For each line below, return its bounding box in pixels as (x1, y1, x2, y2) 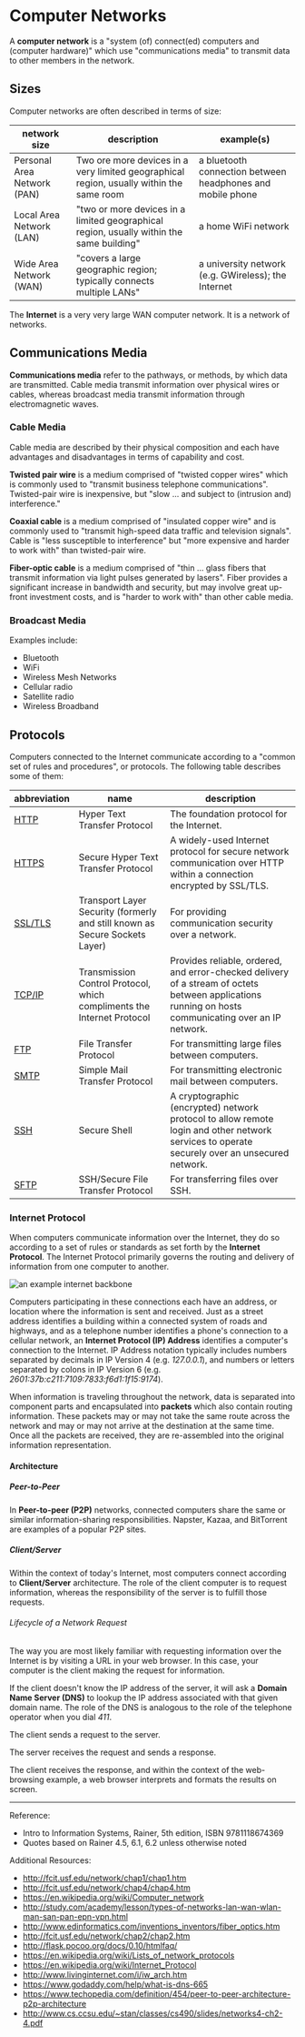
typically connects (75, 274, 154, 287)
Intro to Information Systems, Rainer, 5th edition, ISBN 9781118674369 (22, 1828, 284, 1839)
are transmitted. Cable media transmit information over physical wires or (9, 379, 280, 390)
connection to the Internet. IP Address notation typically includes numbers (9, 1344, 288, 1356)
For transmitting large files (169, 1037, 282, 1049)
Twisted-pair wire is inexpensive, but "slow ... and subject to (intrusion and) (9, 488, 292, 499)
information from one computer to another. (9, 1262, 170, 1272)
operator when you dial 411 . (9, 1712, 113, 1722)
